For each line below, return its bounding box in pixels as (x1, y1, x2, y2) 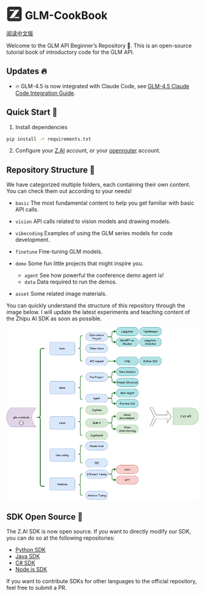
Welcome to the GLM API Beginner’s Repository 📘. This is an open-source (6, 42, 192, 49)
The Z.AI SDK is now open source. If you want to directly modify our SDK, (6, 528, 192, 535)
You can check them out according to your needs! (6, 187, 132, 195)
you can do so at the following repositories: (6, 534, 115, 541)
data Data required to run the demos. (24, 278, 118, 285)
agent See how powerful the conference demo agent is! (24, 272, 164, 279)
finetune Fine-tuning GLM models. (15, 248, 103, 255)
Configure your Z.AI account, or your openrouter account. (15, 147, 160, 154)
